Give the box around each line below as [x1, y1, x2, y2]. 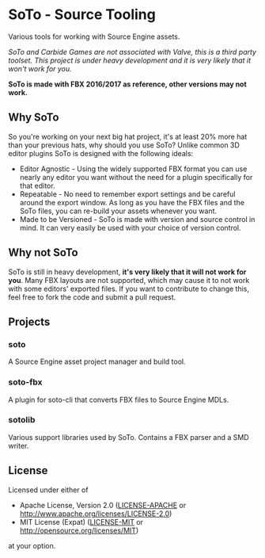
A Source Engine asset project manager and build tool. [8, 357, 186, 366]
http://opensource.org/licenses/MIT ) [19, 526, 139, 535]
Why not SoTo [8, 246, 78, 259]
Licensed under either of [8, 485, 89, 495]
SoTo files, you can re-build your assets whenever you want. [19, 206, 218, 216]
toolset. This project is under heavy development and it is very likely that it [8, 55, 252, 65]
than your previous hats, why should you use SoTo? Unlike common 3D [8, 140, 240, 150]
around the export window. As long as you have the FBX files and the [19, 197, 245, 207]
